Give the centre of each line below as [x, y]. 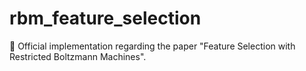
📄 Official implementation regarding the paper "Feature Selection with [152, 46]
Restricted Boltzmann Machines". [78, 56]
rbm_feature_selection [105, 18]
